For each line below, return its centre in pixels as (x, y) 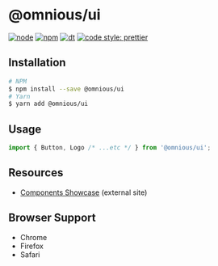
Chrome (34, 237)
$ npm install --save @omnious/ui (67, 89)
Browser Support (52, 218)
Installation (37, 63)
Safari (30, 254)
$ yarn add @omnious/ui (48, 104)
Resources (36, 173)
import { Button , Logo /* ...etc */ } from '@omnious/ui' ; (110, 148)
